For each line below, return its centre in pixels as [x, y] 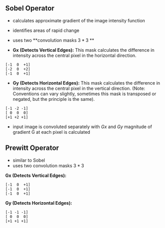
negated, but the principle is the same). [54, 99]
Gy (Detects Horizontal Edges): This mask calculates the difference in [86, 83]
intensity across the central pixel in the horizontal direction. [74, 55]
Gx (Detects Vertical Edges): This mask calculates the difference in [84, 50]
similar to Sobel [29, 160]
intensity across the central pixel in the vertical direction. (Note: [79, 88]
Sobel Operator [30, 8]
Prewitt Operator [32, 148]
